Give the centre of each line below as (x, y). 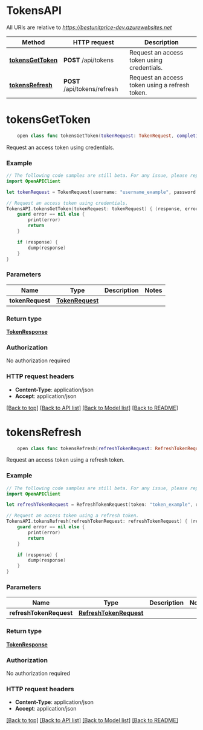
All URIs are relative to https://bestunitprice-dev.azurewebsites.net (89, 27)
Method (34, 42)
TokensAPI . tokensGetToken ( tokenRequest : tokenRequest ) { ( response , (94, 209)
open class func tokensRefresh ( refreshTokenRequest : (85, 448)
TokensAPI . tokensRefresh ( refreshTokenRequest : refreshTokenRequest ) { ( (100, 522)
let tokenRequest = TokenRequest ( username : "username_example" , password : (102, 192)
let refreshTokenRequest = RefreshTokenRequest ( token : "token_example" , (100, 505)
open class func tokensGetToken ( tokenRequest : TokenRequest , (95, 136)
